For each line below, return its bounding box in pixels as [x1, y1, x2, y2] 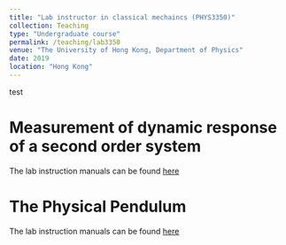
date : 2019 [9, 54, 50, 63]
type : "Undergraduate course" [9, 29, 121, 38]
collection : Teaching [9, 21, 89, 30]
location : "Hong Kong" [9, 63, 93, 72]
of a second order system [9, 136, 202, 157]
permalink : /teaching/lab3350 [9, 37, 121, 47]
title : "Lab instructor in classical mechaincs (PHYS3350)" [9, 12, 236, 22]
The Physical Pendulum [9, 196, 187, 217]
